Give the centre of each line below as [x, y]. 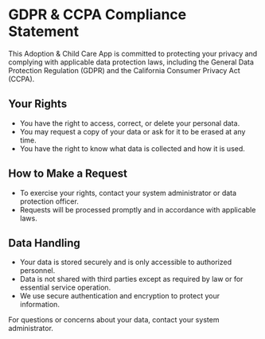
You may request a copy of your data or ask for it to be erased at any [132, 131]
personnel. [37, 271]
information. [39, 305]
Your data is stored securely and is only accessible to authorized [126, 262]
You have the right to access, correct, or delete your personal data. [130, 123]
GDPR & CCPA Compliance [97, 15]
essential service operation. [65, 287]
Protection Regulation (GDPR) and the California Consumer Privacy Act [124, 70]
